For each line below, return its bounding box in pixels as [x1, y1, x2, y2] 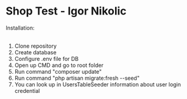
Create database [14, 48, 57, 56]
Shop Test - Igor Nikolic [5, 4, 127, 18]
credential [14, 87, 40, 94]
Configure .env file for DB [14, 55, 79, 62]
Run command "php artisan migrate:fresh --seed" [14, 74, 140, 81]
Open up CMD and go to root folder [14, 62, 104, 69]
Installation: [5, 24, 35, 31]
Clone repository [14, 42, 57, 49]
